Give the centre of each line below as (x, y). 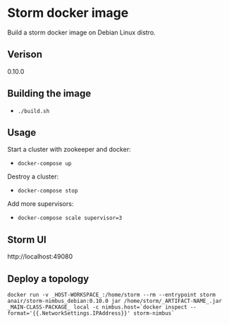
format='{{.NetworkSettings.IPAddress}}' (69, 313)
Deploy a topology (48, 279)
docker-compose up (44, 164)
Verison (25, 54)
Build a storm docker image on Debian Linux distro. (82, 32)
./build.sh (33, 111)
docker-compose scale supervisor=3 (70, 218)
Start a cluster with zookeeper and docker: (69, 150)
